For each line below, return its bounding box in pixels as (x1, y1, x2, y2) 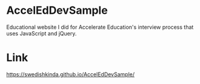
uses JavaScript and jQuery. (6, 29, 77, 37)
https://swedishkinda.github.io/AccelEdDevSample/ (6, 70, 135, 78)
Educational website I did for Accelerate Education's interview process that (6, 23, 194, 31)
